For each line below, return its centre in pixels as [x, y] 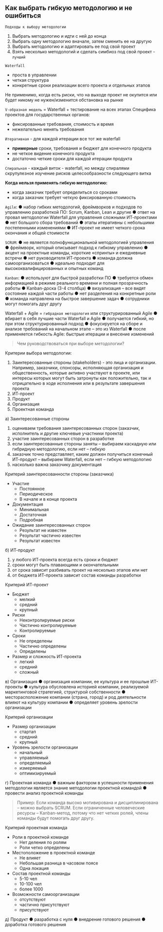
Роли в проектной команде [40, 837]
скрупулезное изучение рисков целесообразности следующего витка [78, 173]
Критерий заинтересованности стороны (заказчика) [60, 474]
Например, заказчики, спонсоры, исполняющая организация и [78, 367]
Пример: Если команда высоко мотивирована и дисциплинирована [88, 802]
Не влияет [30, 858]
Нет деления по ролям [43, 842]
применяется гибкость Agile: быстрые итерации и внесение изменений [80, 334]
